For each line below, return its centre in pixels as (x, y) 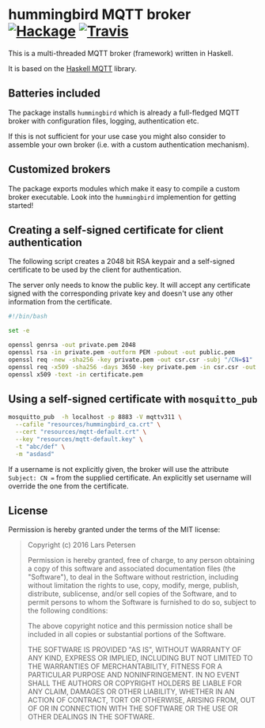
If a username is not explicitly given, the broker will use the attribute (119, 469)
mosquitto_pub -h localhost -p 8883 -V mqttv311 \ (95, 417)
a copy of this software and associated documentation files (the (131, 569)
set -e (19, 331)
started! (21, 205)
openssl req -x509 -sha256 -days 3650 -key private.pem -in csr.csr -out (132, 367)
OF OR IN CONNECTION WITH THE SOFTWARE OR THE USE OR (132, 708)
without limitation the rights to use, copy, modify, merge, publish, (133, 586)
